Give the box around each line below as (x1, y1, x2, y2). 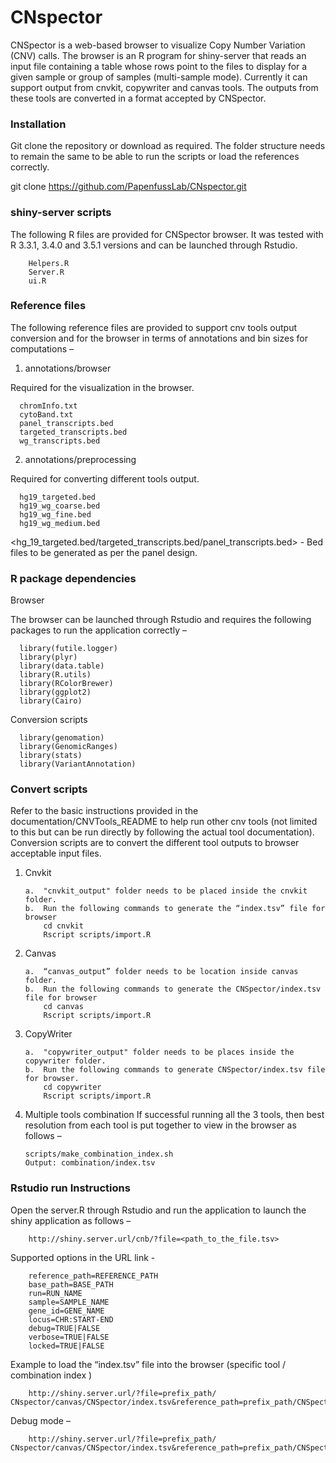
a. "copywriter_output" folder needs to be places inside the (24, 1047, 295, 1058)
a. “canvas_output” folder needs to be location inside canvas (24, 967, 299, 977)
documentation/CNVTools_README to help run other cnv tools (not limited (10, 816, 318, 828)
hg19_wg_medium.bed (19, 518, 101, 528)
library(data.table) (19, 661, 105, 671)
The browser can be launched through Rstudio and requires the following (10, 614, 312, 626)
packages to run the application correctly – (10, 624, 187, 636)
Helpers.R (28, 258, 70, 268)
